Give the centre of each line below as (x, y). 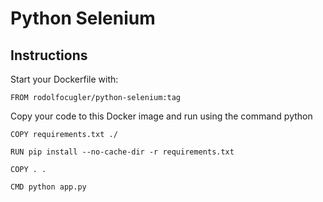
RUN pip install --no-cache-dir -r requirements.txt (122, 152)
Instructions (49, 55)
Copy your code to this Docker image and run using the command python (161, 116)
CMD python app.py (48, 187)
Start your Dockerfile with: (64, 79)
